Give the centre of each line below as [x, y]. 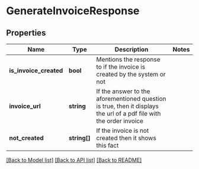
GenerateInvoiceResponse [73, 11]
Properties [26, 33]
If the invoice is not [123, 130]
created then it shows [126, 138]
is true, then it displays [127, 106]
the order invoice [120, 121]
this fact [107, 145]
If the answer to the [123, 91]
